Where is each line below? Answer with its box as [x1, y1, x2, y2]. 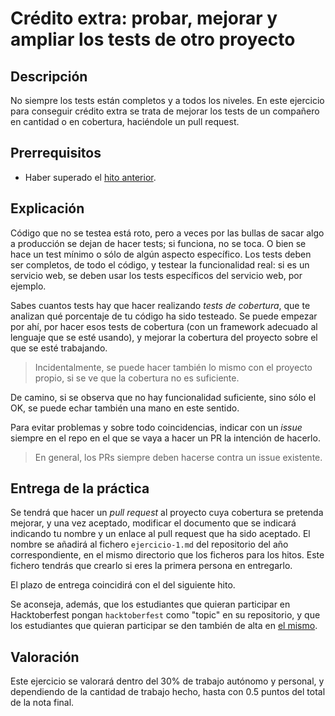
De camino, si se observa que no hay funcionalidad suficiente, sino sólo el [10, 391, 317, 403]
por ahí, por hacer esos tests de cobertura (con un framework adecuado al [10, 320, 318, 332]
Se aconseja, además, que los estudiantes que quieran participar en [10, 598, 291, 611]
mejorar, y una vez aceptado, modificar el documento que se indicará [10, 517, 297, 529]
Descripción [10, 68, 88, 85]
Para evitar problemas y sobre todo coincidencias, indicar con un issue [10, 421, 303, 433]
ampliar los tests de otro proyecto [10, 28, 296, 51]
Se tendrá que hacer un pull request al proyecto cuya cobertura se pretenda [10, 507, 324, 519]
